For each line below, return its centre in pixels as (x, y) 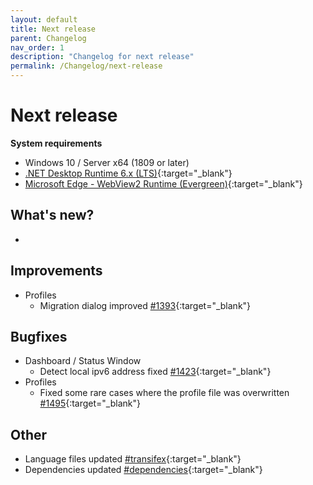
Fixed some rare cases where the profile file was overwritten (164, 393)
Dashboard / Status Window (83, 361)
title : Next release (53, 29)
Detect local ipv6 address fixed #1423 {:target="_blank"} (155, 372)
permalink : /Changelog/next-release (86, 66)
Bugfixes (39, 336)
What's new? (52, 215)
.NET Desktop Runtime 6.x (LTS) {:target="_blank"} (128, 173)
